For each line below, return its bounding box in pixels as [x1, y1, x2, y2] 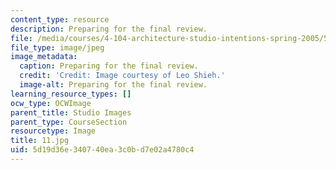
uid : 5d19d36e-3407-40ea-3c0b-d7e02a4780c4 [10, 145, 195, 155]
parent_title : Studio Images [10, 107, 132, 118]
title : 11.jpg [10, 136, 70, 146]
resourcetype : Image [10, 126, 97, 136]
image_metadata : [10, 52, 78, 62]
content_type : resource [10, 14, 110, 25]
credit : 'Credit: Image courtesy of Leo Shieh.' [19, 71, 226, 81]
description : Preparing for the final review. [10, 24, 208, 34]
